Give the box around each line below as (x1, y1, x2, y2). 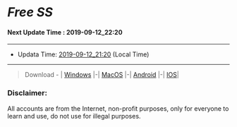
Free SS (7, 4, 53, 20)
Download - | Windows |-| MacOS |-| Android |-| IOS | (24, 71, 180, 79)
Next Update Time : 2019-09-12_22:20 (7, 28, 123, 36)
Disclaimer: (7, 88, 48, 98)
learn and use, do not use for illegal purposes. (7, 111, 141, 120)
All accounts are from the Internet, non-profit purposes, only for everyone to (7, 104, 229, 113)
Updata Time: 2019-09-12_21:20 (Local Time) (17, 50, 150, 59)
